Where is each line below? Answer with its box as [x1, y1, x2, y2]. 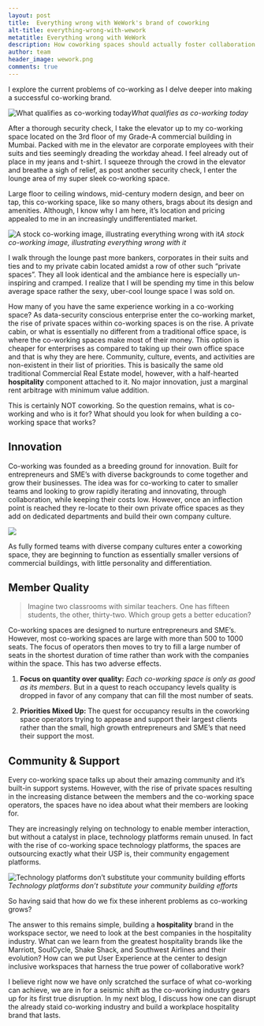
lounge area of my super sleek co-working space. [8, 173, 170, 183]
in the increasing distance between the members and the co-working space [8, 792, 255, 801]
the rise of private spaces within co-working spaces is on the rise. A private [8, 318, 255, 328]
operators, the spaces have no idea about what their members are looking [8, 801, 248, 810]
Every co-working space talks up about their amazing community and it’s [8, 775, 246, 785]
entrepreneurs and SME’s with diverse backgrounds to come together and [8, 470, 248, 479]
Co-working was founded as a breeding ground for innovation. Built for [8, 461, 239, 470]
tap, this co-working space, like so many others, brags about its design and [8, 197, 253, 206]
